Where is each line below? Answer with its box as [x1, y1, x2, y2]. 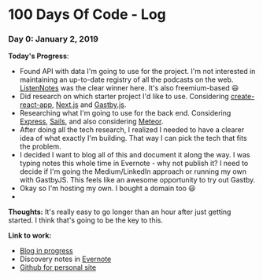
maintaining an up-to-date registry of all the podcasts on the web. [19, 75, 234, 84]
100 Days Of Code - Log [8, 6, 167, 24]
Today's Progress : [8, 51, 69, 61]
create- [231, 92, 255, 101]
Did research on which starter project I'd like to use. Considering [19, 92, 230, 101]
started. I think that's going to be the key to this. [8, 216, 164, 225]
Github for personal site [19, 263, 97, 272]
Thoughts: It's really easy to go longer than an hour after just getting [8, 207, 232, 217]
